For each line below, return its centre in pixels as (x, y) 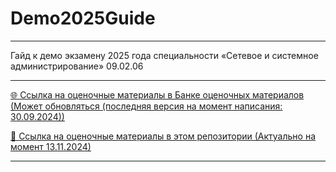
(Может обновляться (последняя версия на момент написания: (146, 106)
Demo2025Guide (83, 18)
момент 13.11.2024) (51, 146)
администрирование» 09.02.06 (77, 66)
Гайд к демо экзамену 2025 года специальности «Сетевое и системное (164, 55)
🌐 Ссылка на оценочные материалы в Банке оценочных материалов (157, 94)
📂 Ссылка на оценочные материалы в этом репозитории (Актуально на (163, 136)
